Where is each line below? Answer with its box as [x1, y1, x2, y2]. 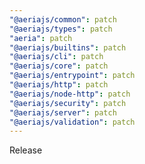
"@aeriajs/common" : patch [9, 14, 117, 25]
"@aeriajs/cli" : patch [9, 52, 104, 62]
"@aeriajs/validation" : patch [9, 117, 136, 127]
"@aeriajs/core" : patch [9, 61, 109, 71]
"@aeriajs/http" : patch [9, 80, 109, 90]
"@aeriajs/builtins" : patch [9, 42, 127, 53]
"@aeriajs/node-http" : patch [9, 89, 131, 99]
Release [9, 144, 43, 156]
